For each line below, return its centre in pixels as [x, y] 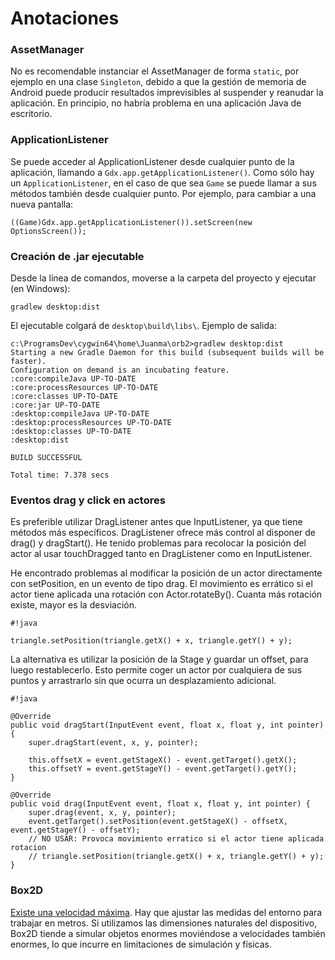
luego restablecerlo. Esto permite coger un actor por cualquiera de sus [156, 670]
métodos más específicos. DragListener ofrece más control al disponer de [163, 533]
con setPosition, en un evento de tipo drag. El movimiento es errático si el [161, 584]
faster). [28, 362]
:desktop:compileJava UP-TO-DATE [80, 414]
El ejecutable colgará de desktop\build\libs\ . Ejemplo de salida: [143, 326]
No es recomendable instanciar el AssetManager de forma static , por [155, 71]
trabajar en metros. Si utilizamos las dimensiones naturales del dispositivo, [164, 923]
